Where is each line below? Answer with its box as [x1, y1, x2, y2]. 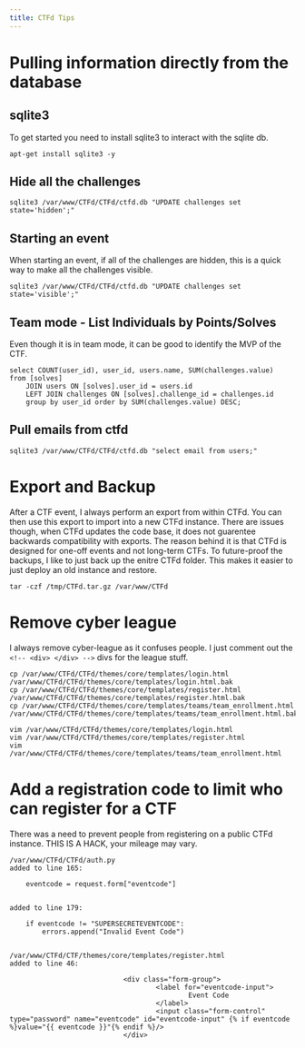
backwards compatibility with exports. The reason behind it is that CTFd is [9, 535, 288, 546]
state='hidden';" [9, 206, 75, 215]
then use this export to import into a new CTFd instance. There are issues [9, 516, 284, 527]
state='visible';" [9, 290, 79, 300]
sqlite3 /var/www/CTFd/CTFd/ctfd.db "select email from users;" [9, 446, 258, 455]
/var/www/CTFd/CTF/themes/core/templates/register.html [9, 951, 225, 960]
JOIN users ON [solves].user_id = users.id [25, 382, 193, 391]
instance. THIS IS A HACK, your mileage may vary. [9, 837, 198, 849]
